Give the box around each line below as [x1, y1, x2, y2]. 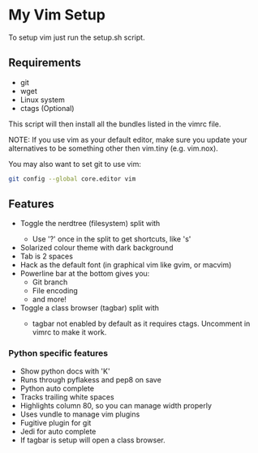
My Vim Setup [8, 6, 105, 24]
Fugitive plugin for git [19, 417, 92, 427]
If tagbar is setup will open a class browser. [19, 435, 166, 445]
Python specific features [8, 348, 108, 359]
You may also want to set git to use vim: [8, 159, 142, 169]
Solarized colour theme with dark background [19, 243, 174, 253]
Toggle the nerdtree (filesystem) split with [19, 219, 161, 229]
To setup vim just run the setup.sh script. [8, 32, 145, 42]
